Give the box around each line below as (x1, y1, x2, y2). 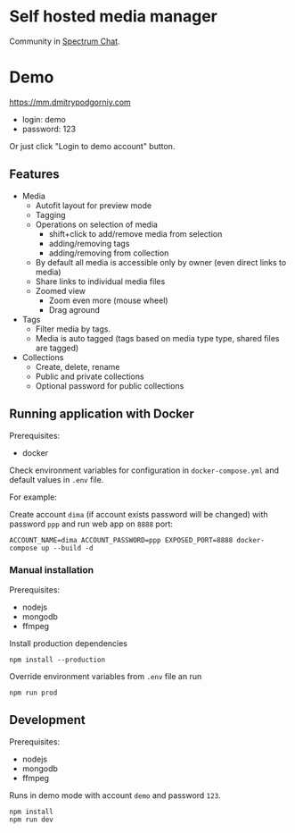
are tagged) (35, 342, 79, 353)
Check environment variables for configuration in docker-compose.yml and (9, 465, 279, 475)
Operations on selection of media (35, 219, 159, 230)
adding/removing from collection (48, 248, 169, 258)
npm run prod (9, 688, 58, 697)
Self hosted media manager (9, 6, 218, 27)
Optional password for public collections (35, 380, 184, 391)
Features (9, 167, 60, 182)
